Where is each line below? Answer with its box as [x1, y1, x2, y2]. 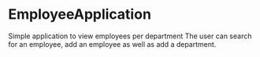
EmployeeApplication [8, 5, 152, 23]
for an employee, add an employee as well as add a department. [8, 39, 217, 48]
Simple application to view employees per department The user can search [8, 31, 252, 41]
